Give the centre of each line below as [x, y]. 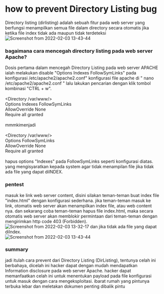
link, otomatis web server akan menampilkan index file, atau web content [79, 206]
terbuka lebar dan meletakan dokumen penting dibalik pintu [65, 286]
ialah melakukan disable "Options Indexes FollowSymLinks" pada [71, 73]
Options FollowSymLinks [30, 141]
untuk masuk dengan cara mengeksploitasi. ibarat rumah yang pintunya [77, 281]
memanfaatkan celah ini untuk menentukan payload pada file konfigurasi [78, 276]
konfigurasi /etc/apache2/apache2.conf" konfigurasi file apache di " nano [80, 78]
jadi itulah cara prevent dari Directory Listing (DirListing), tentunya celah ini [81, 260]
